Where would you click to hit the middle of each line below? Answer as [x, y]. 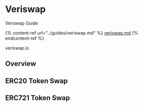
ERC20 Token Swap [36, 81]
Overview [21, 64]
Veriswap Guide [22, 23]
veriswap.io [17, 48]
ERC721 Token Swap [38, 98]
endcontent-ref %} [25, 38]
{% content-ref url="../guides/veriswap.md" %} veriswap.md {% [72, 33]
